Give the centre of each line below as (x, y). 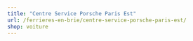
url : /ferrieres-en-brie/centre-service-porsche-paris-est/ (97, 20)
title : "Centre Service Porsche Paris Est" (72, 14)
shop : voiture (28, 26)
